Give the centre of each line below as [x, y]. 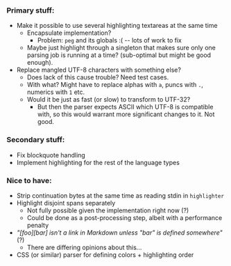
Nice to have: [29, 180]
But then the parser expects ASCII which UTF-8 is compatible [125, 107]
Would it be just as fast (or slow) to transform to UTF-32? [109, 100]
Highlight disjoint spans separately [66, 203]
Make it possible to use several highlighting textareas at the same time [117, 26]
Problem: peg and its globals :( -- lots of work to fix [109, 40]
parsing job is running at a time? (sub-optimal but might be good [119, 55]
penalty [38, 225]
